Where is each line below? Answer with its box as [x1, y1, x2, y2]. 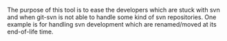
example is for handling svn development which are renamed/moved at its [7, 20, 217, 28]
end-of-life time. [7, 27, 54, 36]
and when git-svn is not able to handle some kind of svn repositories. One [7, 13, 217, 21]
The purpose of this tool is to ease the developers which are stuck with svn [7, 6, 220, 14]
